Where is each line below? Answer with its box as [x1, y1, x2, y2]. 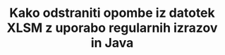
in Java [90, 35, 134, 51]
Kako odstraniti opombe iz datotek [8, 5, 216, 21]
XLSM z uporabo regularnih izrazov [6, 20, 218, 36]
